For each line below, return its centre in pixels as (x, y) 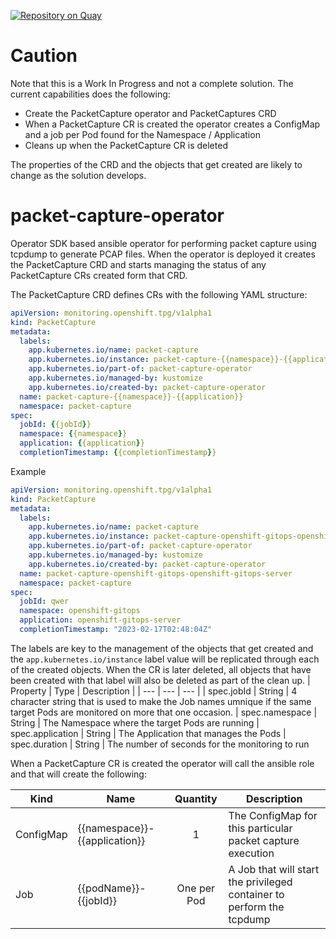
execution (251, 853)
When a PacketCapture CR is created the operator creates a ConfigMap (172, 124)
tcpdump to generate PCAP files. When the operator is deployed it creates (163, 254)
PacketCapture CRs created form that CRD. (99, 275)
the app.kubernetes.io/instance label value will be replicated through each (165, 659)
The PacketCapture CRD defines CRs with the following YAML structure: (159, 294)
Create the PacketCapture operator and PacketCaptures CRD (150, 113)
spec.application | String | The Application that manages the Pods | (148, 733)
